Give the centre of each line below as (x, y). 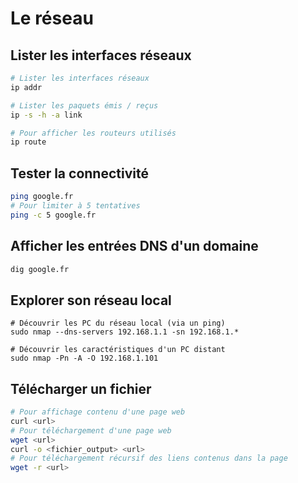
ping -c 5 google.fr (53, 215)
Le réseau (52, 18)
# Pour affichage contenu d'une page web (98, 412)
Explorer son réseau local (91, 300)
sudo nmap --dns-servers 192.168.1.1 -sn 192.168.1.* (125, 332)
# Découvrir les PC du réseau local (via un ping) (118, 323)
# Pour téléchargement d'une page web (91, 430)
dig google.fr (40, 269)
